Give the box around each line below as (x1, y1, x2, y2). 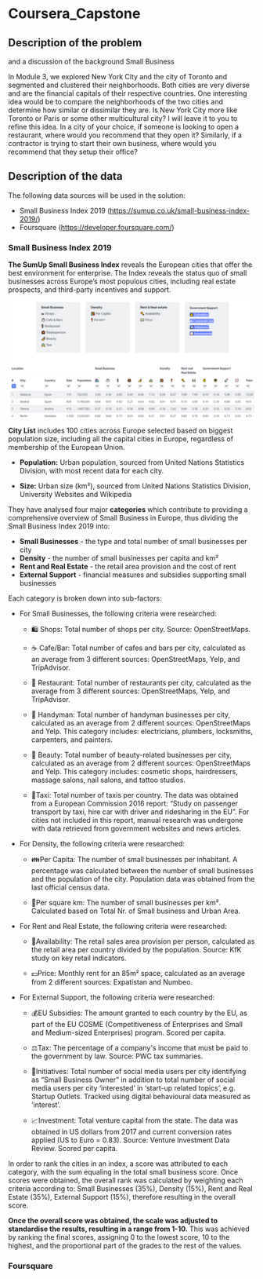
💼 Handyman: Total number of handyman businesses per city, (31, 710, 231, 719)
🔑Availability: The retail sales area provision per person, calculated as (31, 937, 255, 946)
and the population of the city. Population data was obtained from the (31, 875, 255, 884)
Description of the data (8, 170, 123, 183)
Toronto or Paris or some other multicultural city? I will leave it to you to (8, 114, 238, 122)
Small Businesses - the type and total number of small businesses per (19, 537, 248, 546)
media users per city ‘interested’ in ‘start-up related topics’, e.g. (31, 1083, 236, 1093)
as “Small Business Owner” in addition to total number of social (31, 1075, 236, 1084)
